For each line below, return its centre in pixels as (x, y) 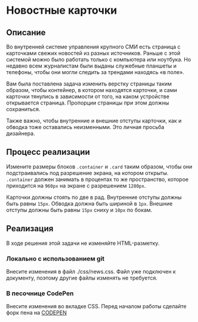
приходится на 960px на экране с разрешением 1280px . (76, 185)
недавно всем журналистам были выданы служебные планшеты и (92, 66)
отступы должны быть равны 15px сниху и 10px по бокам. (79, 210)
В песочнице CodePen (40, 293)
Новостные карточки (62, 10)
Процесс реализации (48, 152)
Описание (26, 33)
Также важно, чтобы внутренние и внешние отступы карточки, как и (94, 121)
